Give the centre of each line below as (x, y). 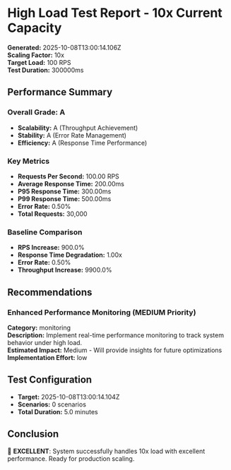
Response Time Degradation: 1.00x (70, 255)
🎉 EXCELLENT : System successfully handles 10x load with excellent (106, 451)
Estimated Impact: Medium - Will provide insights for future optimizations (115, 350)
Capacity (35, 28)
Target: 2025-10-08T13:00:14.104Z (69, 397)
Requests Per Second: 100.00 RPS (69, 176)
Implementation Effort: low (47, 357)
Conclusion (33, 434)
